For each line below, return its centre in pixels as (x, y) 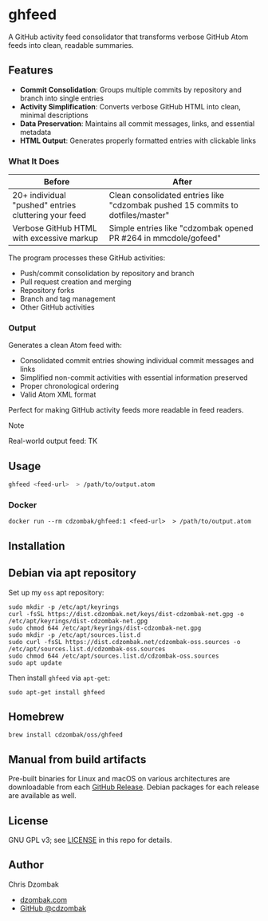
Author (26, 865)
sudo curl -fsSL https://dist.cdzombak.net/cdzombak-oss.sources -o (124, 642)
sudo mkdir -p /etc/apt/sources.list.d (75, 635)
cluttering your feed (49, 215)
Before (57, 182)
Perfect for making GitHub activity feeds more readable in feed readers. (126, 410)
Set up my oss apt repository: (56, 592)
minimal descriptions (54, 115)
